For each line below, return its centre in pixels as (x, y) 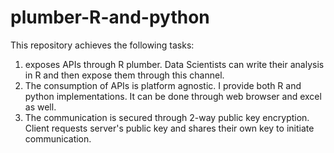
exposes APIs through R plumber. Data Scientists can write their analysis (174, 64)
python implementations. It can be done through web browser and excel (173, 96)
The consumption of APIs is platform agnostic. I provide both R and (163, 85)
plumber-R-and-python (110, 17)
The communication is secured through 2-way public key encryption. (167, 117)
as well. (40, 107)
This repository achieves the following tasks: (102, 45)
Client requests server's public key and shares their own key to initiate (169, 128)
